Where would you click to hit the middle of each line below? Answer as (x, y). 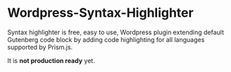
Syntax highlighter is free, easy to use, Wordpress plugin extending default (115, 32)
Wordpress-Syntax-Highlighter (100, 13)
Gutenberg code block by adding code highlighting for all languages (106, 39)
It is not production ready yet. (51, 60)
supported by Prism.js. (40, 47)
